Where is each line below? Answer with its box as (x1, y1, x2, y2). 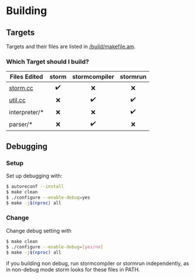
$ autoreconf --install (6, 183, 64, 189)
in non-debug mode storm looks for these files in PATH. (6, 266, 141, 273)
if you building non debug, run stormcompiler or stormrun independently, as (6, 260, 189, 267)
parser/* (9, 120, 33, 128)
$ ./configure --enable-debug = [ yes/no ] (6, 244, 104, 250)
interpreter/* (9, 108, 44, 116)
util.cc (9, 96, 26, 104)
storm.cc (9, 84, 33, 92)
